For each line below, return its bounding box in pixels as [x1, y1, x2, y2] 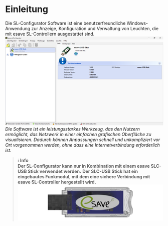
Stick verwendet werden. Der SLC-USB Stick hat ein [27, 168, 138, 174]
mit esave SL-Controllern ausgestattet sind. [5, 31, 95, 37]
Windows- [126, 20, 148, 26]
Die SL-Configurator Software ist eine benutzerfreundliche [5, 20, 126, 26]
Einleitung [5, 4, 49, 15]
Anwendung [5, 25, 31, 31]
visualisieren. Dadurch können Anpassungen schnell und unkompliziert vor [5, 137, 160, 143]
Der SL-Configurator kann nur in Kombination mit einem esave [17, 163, 150, 169]
